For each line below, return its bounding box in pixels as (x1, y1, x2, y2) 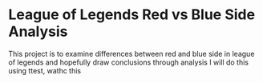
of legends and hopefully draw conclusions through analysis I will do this (8, 57, 249, 67)
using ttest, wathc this (8, 65, 82, 75)
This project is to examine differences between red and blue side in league (8, 49, 255, 58)
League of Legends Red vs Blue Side (8, 6, 255, 24)
